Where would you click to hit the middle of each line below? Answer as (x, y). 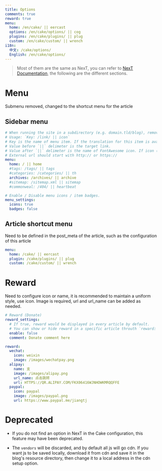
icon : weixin (27, 356)
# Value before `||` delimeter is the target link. (58, 146)
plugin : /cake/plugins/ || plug (42, 259)
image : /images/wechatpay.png (44, 360)
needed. (13, 306)
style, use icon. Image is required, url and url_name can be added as (73, 301)
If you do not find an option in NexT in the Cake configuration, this (77, 433)
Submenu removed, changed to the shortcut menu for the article (69, 106)
